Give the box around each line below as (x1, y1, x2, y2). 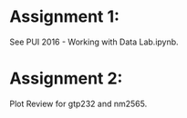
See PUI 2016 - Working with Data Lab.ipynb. (9, 36, 180, 47)
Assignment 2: (9, 68, 123, 89)
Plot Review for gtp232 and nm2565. (9, 98, 148, 109)
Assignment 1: (9, 6, 120, 27)
